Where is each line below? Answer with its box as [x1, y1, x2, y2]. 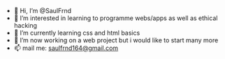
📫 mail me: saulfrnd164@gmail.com [13, 44, 119, 52]
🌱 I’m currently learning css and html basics [13, 28, 140, 37]
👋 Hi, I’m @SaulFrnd [13, 7, 72, 15]
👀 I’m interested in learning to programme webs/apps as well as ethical [13, 14, 218, 22]
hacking [13, 22, 37, 29]
